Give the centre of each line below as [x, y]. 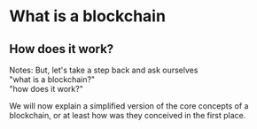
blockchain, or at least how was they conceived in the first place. [128, 115]
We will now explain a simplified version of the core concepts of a [129, 106]
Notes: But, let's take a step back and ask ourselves [104, 70]
